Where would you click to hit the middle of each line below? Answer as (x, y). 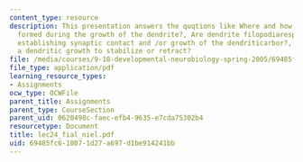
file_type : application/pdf (62, 68)
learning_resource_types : (58, 76)
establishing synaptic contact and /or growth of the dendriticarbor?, (155, 43)
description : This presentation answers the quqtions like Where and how (151, 26)
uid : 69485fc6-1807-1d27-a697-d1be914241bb (92, 143)
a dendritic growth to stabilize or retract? (105, 51)
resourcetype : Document (54, 127)
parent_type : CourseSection (62, 110)
